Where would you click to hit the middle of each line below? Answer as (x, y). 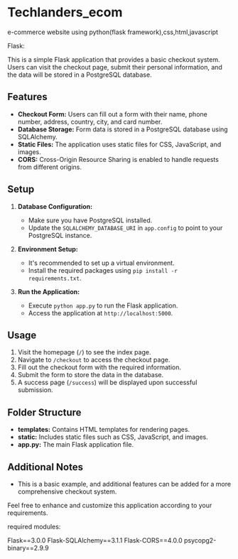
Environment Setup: (48, 249)
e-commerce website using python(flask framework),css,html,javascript (113, 32)
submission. (35, 390)
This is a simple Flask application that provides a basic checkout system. (114, 59)
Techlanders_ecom (65, 12)
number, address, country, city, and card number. (90, 121)
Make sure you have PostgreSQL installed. (90, 220)
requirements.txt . (55, 278)
